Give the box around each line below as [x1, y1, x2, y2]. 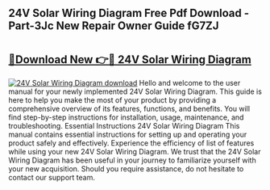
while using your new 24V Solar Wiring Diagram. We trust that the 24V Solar [8, 147, 261, 156]
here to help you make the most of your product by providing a [8, 95, 217, 104]
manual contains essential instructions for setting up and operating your [8, 129, 247, 139]
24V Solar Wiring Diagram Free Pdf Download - [8, 6, 250, 20]
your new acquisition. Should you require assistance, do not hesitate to [8, 164, 244, 173]
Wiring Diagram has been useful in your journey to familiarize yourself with [8, 155, 256, 165]
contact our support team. [8, 173, 95, 182]
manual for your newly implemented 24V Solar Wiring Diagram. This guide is [8, 87, 262, 96]
